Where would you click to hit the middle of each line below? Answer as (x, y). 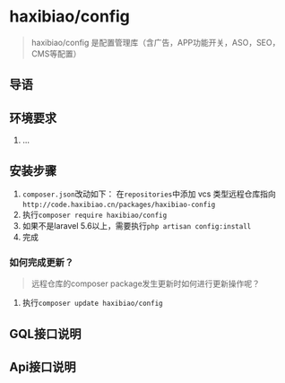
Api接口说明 (43, 367)
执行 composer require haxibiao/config (95, 214)
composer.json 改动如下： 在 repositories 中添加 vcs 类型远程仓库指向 (149, 194)
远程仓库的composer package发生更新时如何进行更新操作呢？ (146, 283)
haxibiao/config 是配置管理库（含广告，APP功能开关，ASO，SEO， (155, 42)
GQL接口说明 (45, 334)
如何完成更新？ (42, 262)
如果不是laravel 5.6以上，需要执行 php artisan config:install (137, 225)
